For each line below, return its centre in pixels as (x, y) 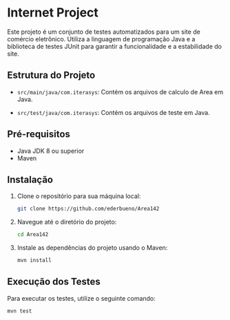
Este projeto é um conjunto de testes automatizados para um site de (104, 32)
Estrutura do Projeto (51, 75)
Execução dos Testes (54, 282)
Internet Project (53, 13)
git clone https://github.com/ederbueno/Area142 (88, 209)
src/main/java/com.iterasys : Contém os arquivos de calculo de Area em (120, 92)
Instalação (30, 179)
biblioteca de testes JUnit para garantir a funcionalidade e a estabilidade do (115, 46)
